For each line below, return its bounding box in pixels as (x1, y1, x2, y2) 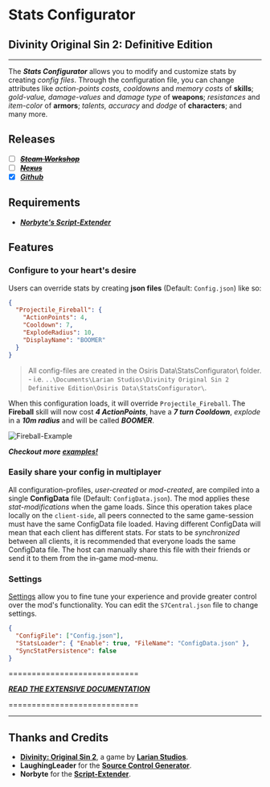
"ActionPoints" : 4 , (22, 314, 88, 322)
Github (19, 171, 44, 182)
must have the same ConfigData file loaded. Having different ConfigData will (8, 519, 261, 529)
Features (8, 241, 54, 254)
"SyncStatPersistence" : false (15, 646, 117, 655)
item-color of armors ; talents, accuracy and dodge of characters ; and (8, 101, 243, 110)
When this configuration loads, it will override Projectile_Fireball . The (8, 398, 246, 408)
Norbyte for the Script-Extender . (19, 769, 131, 779)
